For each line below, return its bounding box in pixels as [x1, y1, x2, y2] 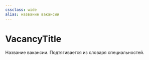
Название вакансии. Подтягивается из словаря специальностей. [5, 50, 144, 56]
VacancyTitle [5, 33, 62, 45]
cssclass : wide [5, 7, 37, 12]
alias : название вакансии [5, 12, 59, 17]
